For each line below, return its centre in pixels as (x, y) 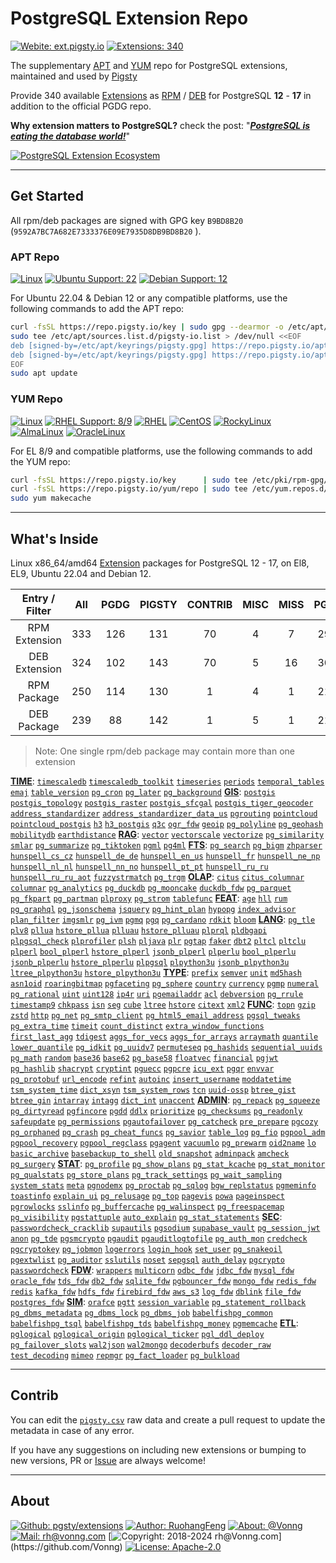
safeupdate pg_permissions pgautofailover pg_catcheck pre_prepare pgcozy (164, 1122)
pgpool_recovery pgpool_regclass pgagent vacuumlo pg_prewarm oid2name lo (163, 1143)
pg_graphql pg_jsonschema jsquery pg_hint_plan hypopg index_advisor (153, 910)
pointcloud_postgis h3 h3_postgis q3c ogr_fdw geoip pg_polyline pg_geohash (167, 825)
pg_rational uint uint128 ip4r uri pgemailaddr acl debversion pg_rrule (157, 995)
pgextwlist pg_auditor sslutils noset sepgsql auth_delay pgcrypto (147, 1260)
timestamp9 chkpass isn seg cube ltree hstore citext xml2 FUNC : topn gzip (163, 1004)
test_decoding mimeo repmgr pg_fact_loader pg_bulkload (125, 1356)
